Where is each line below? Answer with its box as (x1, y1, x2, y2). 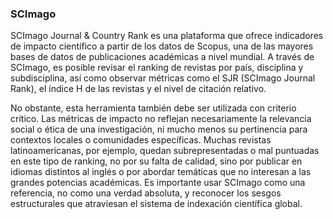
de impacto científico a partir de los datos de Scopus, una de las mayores (10, 40, 314, 52)
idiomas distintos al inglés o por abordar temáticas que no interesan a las (10, 166, 312, 178)
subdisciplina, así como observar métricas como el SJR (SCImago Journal (10, 72, 316, 84)
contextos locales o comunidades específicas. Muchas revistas (10, 134, 272, 146)
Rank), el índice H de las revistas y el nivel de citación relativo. (10, 83, 267, 95)
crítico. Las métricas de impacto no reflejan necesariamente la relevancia (10, 113, 312, 125)
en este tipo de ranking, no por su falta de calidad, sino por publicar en (10, 155, 303, 167)
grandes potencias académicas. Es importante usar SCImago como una (10, 177, 306, 189)
